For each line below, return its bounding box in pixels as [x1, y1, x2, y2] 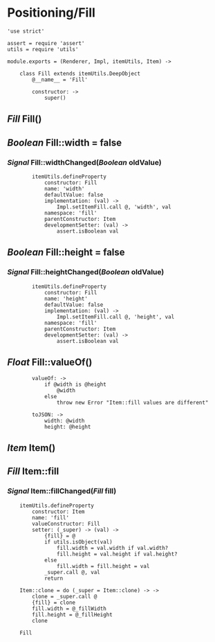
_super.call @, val [44, 569, 100, 576]
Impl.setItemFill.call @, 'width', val [56, 204, 171, 211]
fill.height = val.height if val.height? [56, 551, 178, 558]
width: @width [44, 417, 85, 424]
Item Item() [7, 442, 56, 454]
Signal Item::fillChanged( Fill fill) [7, 486, 117, 496]
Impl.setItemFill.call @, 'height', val [56, 313, 175, 320]
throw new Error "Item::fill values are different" [56, 399, 209, 406]
